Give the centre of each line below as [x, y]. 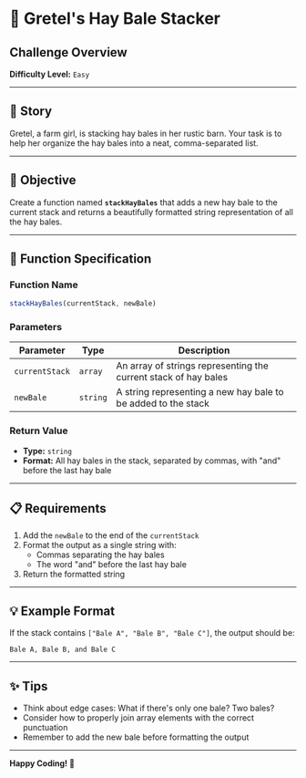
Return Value [39, 430]
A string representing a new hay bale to [200, 392]
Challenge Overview [68, 52]
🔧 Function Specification [81, 259]
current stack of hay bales [172, 378]
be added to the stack [163, 403]
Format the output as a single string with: [100, 545]
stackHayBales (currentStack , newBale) [83, 304]
